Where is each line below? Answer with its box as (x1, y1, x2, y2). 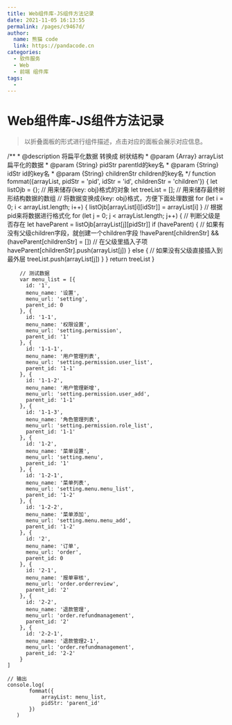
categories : (7, 49, 42, 56)
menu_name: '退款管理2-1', (25, 638, 100, 645)
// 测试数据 (19, 270, 50, 278)
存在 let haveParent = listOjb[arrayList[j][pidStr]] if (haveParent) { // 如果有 (12, 220, 225, 229)
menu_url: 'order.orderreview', (25, 581, 119, 588)
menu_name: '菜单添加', (25, 511, 90, 518)
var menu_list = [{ (19, 276, 76, 283)
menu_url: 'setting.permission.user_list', (25, 359, 154, 366)
